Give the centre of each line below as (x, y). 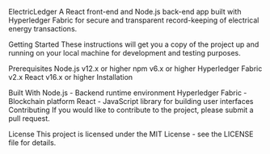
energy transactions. (43, 29)
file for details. (32, 143)
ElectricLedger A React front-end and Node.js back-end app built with (125, 12)
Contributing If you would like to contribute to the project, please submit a (131, 110)
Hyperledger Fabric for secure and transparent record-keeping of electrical (134, 20)
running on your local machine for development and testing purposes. (124, 53)
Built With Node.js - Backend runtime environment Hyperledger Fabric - (128, 93)
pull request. (29, 119)
